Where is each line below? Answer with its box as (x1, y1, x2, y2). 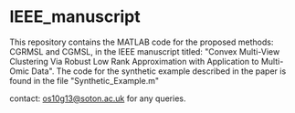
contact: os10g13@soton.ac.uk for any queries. (9, 93, 186, 104)
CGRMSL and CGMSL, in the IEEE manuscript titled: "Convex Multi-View (9, 46, 280, 56)
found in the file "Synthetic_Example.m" (9, 75, 160, 86)
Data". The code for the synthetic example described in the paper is (31, 66, 287, 77)
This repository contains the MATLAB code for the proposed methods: (9, 36, 274, 47)
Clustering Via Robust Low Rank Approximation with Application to (9, 56, 259, 67)
